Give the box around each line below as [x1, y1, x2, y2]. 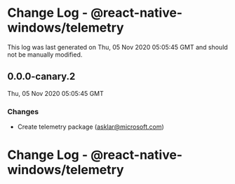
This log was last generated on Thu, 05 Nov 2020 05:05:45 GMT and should [7, 43, 228, 51]
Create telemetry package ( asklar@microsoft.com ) [17, 122, 165, 131]
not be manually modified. [7, 50, 83, 59]
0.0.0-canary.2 [7, 71, 76, 83]
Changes [7, 106, 39, 116]
